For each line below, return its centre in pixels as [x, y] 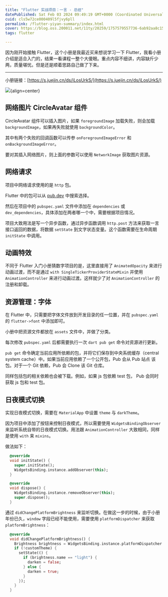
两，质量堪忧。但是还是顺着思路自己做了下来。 [53, 65]
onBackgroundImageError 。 [32, 144]
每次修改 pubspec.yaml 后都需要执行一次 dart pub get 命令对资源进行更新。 [83, 342]
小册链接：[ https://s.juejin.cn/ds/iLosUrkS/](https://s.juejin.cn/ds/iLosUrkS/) [83, 80]
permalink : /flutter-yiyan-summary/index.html [54, 24]
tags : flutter [20, 33]
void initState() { [30, 460]
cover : [12, 29]
